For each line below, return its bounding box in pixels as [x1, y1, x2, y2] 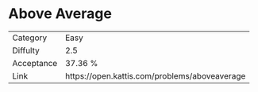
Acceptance [12, 57, 58, 68]
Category [12, 32, 48, 43]
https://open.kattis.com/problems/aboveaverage [64, 70, 246, 81]
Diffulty [12, 45, 40, 56]
